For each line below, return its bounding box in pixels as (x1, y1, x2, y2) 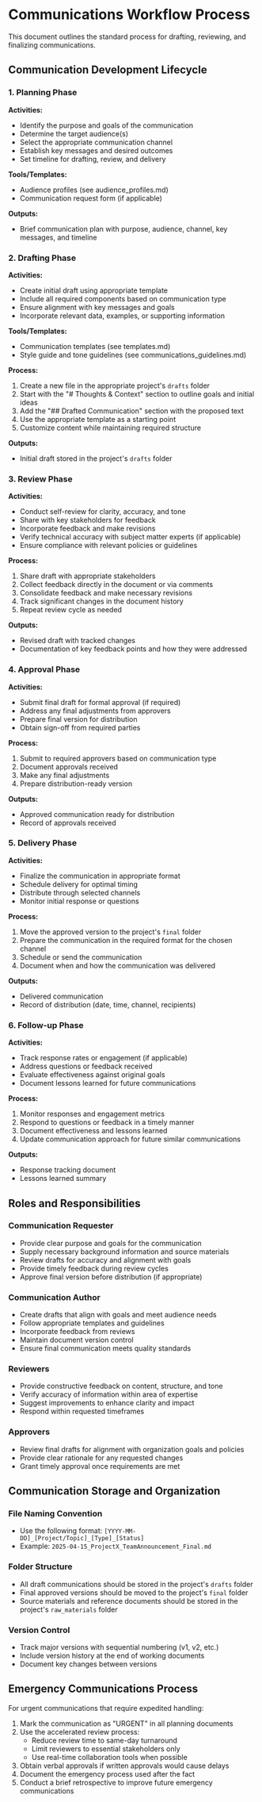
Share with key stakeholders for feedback (19, 516, 156, 525)
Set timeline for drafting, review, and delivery (19, 154, 166, 163)
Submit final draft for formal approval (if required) (19, 697, 181, 707)
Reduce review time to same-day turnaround (31, 1735, 178, 1745)
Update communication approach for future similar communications (19, 1134, 241, 1144)
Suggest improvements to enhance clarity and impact (19, 1398, 195, 1408)
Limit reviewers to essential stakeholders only (31, 1743, 180, 1754)
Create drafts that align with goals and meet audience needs (19, 1310, 217, 1320)
